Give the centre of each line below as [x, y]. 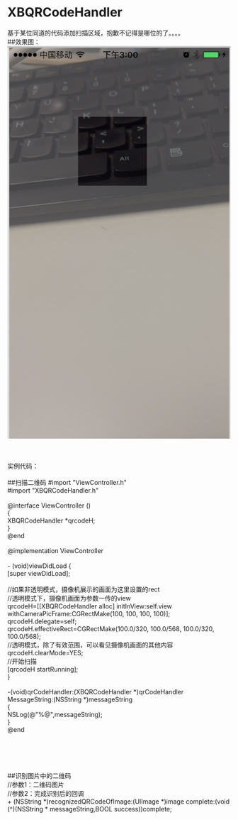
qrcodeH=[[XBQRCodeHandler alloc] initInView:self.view [90, 606]
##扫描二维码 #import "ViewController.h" [67, 483]
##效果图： [24, 42]
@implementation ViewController [56, 551]
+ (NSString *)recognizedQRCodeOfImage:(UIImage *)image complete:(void [119, 802]
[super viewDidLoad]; [39, 574]
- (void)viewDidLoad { [40, 566]
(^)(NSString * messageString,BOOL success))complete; [90, 809]
